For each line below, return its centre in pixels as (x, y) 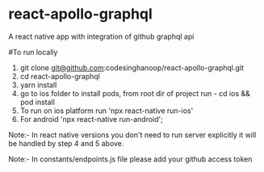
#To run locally (33, 52)
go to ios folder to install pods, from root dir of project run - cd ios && (135, 93)
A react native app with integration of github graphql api (101, 36)
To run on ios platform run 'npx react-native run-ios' (107, 111)
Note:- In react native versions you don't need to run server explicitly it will (132, 135)
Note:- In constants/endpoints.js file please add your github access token (130, 159)
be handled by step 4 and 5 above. (66, 143)
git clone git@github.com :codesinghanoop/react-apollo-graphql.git (132, 67)
